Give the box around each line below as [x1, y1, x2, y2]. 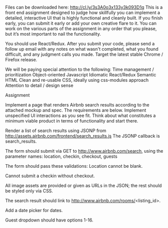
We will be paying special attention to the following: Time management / [5, 66, 154, 72]
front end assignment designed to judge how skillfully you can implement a [5, 10, 160, 16]
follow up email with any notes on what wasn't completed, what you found [5, 46, 159, 52]
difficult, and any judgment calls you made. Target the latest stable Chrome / [5, 51, 163, 57]
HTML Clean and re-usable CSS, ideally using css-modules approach [5, 77, 149, 83]
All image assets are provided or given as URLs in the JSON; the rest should [5, 183, 162, 188]
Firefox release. [5, 57, 38, 62]
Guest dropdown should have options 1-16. [5, 217, 94, 223]
